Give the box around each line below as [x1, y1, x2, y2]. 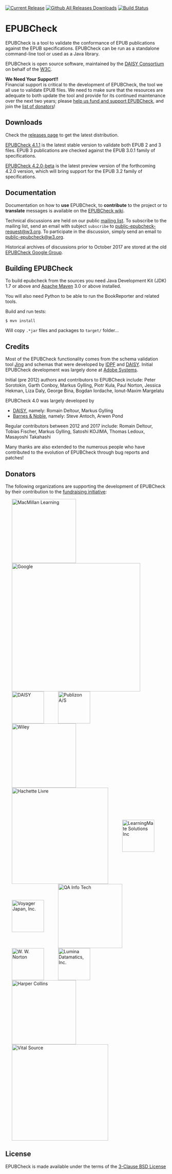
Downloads [5, 118, 43, 127]
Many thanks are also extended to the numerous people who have [5, 444, 145, 450]
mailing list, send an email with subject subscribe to [5, 223, 114, 229]
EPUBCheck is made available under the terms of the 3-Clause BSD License [5, 1163, 166, 1169]
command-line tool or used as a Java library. [5, 50, 100, 56]
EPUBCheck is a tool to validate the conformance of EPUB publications [5, 40, 155, 46]
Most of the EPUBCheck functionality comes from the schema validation [5, 356, 158, 362]
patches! [5, 455, 24, 461]
